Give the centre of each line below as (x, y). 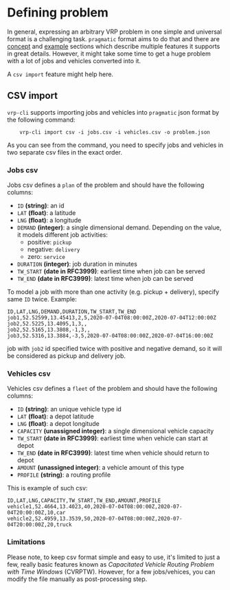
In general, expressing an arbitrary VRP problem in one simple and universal (114, 32)
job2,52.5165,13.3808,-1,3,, (49, 330)
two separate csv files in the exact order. (65, 152)
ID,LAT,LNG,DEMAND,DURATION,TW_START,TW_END (72, 312)
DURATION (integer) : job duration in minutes (77, 264)
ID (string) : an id (41, 206)
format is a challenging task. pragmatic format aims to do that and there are (113, 38)
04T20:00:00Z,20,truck (39, 525)
